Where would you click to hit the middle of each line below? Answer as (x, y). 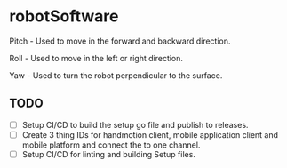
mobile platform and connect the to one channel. (111, 145)
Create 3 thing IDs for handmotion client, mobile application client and (150, 134)
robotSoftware (64, 16)
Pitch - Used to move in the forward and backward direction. (120, 41)
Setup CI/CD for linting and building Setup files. (108, 154)
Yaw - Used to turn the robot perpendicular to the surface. (116, 75)
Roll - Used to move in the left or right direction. (96, 58)
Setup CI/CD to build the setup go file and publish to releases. (135, 124)
